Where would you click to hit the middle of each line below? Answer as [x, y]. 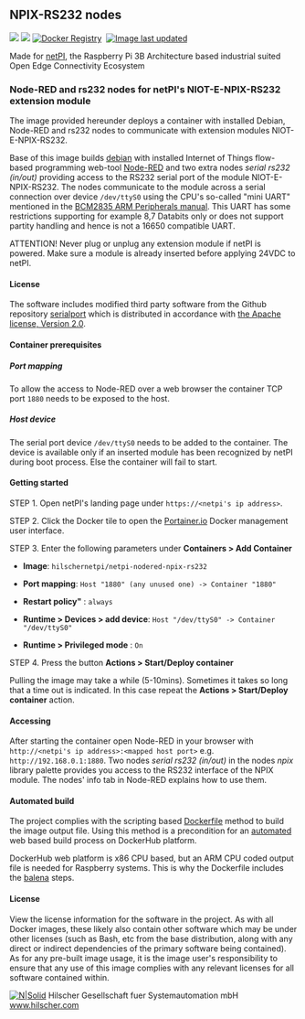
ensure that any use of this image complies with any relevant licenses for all [152, 968]
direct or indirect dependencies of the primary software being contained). [148, 948]
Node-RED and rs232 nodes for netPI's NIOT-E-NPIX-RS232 [145, 89]
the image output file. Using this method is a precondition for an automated [151, 831]
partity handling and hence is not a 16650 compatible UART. [122, 226]
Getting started [39, 483]
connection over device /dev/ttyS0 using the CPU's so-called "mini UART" [150, 197]
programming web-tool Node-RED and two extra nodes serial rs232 [163, 167]
